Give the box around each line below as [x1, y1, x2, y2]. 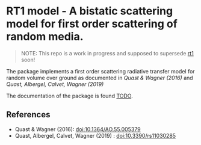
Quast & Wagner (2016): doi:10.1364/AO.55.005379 [14, 125, 141, 133]
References [6, 110, 51, 120]
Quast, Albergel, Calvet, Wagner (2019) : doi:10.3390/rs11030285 [14, 132, 176, 139]
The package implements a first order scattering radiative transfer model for [6, 67, 195, 75]
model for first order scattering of [6, 17, 178, 31]
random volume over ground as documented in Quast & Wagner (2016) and [6, 74, 194, 81]
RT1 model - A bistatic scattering [6, 4, 173, 18]
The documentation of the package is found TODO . [6, 92, 134, 99]
